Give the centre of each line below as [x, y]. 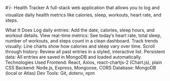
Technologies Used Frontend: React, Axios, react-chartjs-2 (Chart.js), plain [84, 62]
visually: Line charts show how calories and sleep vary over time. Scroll [80, 46]
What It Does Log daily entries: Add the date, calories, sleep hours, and [80, 30]
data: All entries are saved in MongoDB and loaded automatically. [74, 57]
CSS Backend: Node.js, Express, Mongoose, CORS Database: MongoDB [81, 68]
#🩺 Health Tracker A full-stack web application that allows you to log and [82, 8]
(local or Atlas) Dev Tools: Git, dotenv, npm [50, 73]
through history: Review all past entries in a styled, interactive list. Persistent [85, 52]
